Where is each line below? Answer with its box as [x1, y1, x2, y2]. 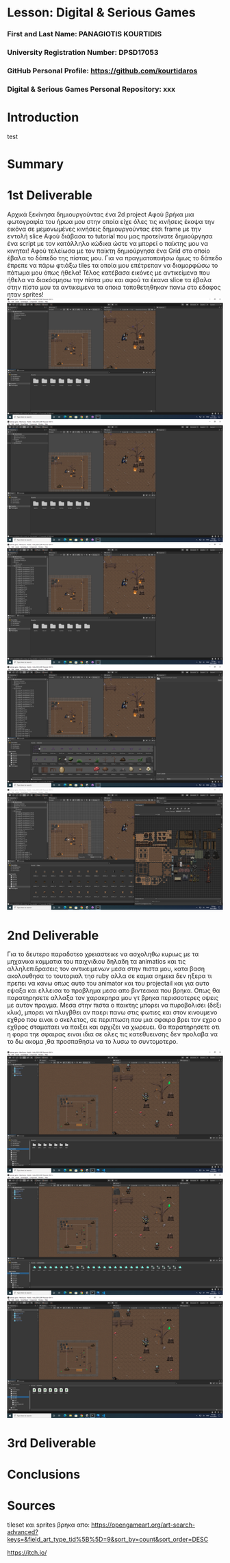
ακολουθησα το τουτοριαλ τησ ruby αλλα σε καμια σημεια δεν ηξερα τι [7, 972, 212, 980]
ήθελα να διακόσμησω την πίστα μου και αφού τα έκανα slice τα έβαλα [7, 275, 212, 284]
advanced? [7, 1528, 39, 1536]
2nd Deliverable [7, 927, 99, 943]
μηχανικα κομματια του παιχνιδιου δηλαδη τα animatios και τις [7, 958, 186, 966]
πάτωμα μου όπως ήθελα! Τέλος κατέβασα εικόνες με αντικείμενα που [7, 268, 210, 277]
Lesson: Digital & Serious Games [7, 5, 196, 21]
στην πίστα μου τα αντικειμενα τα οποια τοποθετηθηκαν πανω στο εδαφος [7, 283, 221, 291]
